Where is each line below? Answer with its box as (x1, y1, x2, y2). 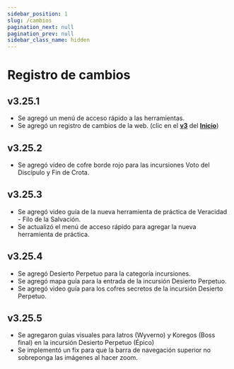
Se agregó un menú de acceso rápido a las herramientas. (17, 114, 185, 122)
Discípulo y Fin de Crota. (17, 168, 90, 177)
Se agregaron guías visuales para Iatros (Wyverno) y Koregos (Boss (17, 331, 216, 339)
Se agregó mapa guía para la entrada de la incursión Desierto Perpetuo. (17, 276, 227, 285)
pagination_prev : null (7, 30, 74, 37)
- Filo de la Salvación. (17, 215, 81, 223)
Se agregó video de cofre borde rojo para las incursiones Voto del (17, 160, 210, 169)
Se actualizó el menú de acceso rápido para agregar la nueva (17, 222, 197, 230)
